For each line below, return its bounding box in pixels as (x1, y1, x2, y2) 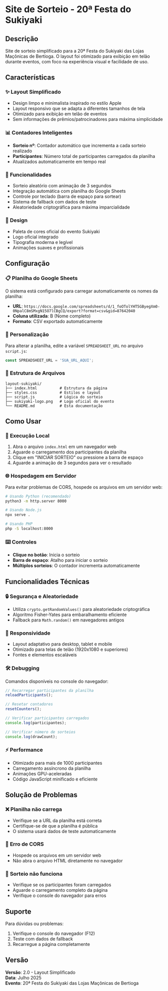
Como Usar (5, 417, 41, 426)
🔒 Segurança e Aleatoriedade (5, 593, 78, 600)
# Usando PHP (5, 521, 33, 527)
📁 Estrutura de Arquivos (5, 369, 65, 377)
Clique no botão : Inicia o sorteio (12, 552, 80, 558)
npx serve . (5, 512, 30, 517)
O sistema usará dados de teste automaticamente (12, 828, 116, 834)
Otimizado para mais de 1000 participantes (12, 760, 103, 766)
